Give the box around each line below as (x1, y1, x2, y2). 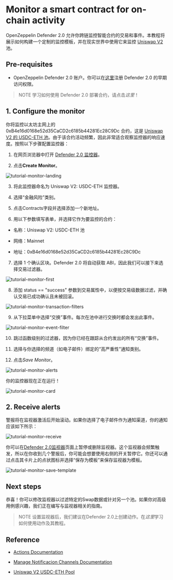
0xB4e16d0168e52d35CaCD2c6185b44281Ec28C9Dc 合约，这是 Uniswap (6, 127, 163, 134)
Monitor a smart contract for (6, 4, 129, 15)
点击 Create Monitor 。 (13, 162, 61, 168)
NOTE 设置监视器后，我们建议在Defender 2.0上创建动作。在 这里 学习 (18, 514, 164, 520)
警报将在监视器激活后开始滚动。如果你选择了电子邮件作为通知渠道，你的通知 (6, 417, 168, 423)
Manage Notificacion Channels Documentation (13, 559, 112, 565)
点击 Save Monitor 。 (13, 357, 55, 363)
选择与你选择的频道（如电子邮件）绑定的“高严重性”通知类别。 (13, 345, 144, 352)
